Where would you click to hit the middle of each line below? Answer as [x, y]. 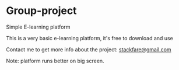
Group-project [41, 11]
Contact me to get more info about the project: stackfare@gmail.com [89, 49]
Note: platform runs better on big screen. [55, 61]
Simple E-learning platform [38, 27]
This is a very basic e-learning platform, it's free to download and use [89, 38]
